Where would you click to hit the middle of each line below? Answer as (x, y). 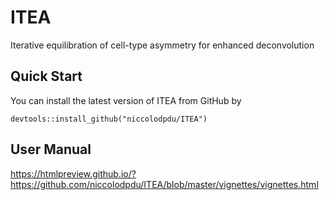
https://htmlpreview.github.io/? (73, 173)
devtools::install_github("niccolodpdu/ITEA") (109, 119)
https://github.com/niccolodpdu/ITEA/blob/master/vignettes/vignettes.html (164, 184)
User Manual (51, 149)
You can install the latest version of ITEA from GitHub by (126, 100)
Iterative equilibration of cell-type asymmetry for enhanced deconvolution (162, 45)
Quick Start (46, 76)
